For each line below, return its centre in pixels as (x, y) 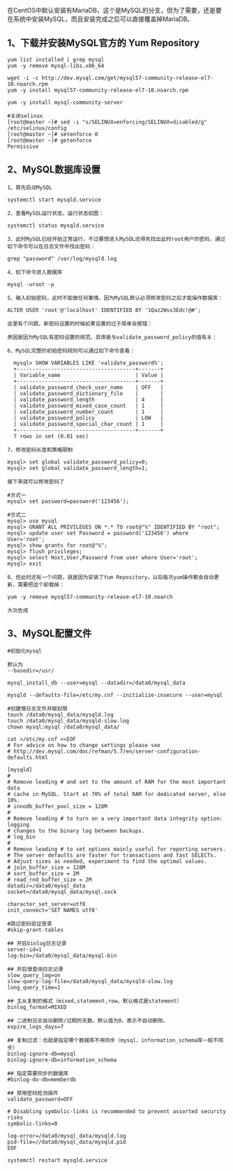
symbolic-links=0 (32, 1124)
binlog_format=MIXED (37, 1008)
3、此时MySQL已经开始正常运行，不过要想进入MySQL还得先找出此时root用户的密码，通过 (116, 239)
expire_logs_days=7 (36, 1027)
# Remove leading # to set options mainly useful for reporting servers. (117, 849)
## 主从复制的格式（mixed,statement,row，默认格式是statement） (95, 1001)
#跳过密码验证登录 (30, 924)
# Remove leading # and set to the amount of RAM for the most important (117, 782)
